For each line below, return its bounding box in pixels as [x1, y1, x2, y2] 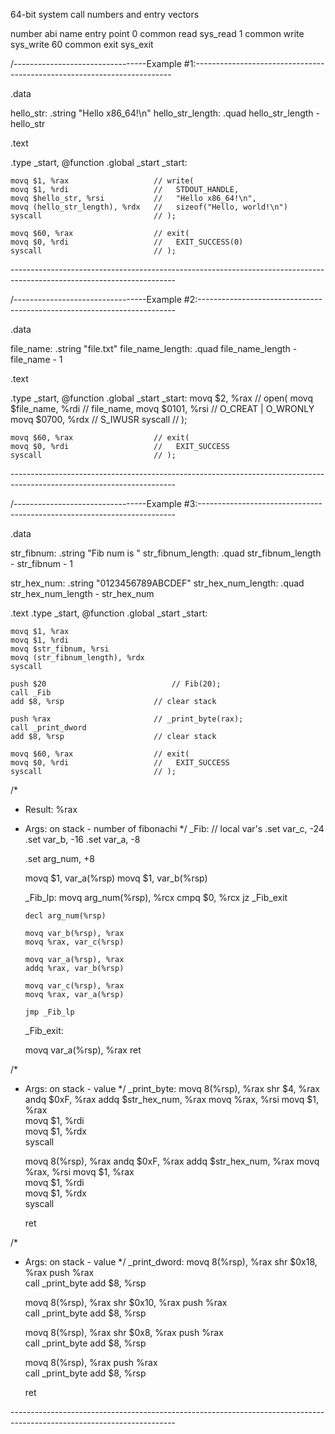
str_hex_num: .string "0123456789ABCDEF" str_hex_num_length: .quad [10, 577, 305, 589]
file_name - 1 [10, 354, 63, 365]
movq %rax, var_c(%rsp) [24, 937, 125, 947]
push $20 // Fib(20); [10, 679, 222, 689]
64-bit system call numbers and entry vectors [10, 9, 200, 20]
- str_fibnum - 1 [10, 558, 73, 569]
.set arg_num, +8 [24, 853, 95, 864]
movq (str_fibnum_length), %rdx [10, 653, 145, 663]
